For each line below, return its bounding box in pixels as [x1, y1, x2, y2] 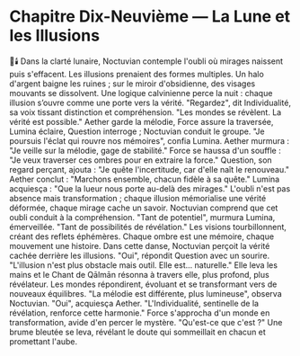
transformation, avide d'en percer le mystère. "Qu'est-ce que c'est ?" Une [9, 316, 283, 327]
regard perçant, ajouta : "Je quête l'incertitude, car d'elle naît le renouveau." [9, 164, 290, 174]
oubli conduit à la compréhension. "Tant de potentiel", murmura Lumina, [9, 211, 276, 222]
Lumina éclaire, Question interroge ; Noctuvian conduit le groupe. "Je [9, 126, 265, 137]
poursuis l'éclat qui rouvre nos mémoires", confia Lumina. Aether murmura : [9, 135, 290, 146]
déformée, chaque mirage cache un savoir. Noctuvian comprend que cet [9, 202, 278, 213]
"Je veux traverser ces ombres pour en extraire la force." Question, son [9, 155, 272, 165]
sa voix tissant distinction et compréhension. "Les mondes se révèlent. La [9, 106, 282, 118]
